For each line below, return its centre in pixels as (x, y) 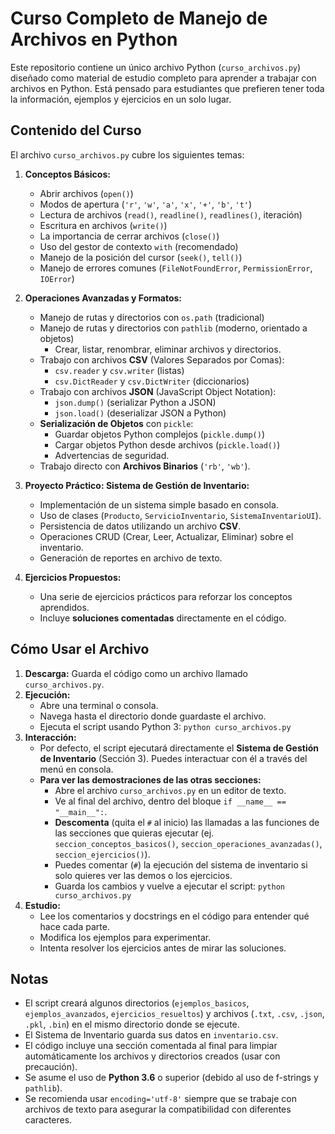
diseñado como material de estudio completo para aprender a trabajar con (163, 78)
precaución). (51, 1067)
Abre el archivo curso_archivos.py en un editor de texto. (170, 790)
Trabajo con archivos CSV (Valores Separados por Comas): (162, 359)
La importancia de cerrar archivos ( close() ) (129, 236)
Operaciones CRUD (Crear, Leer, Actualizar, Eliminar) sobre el (166, 536)
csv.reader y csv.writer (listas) (119, 370)
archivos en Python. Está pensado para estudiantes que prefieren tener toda (167, 88)
